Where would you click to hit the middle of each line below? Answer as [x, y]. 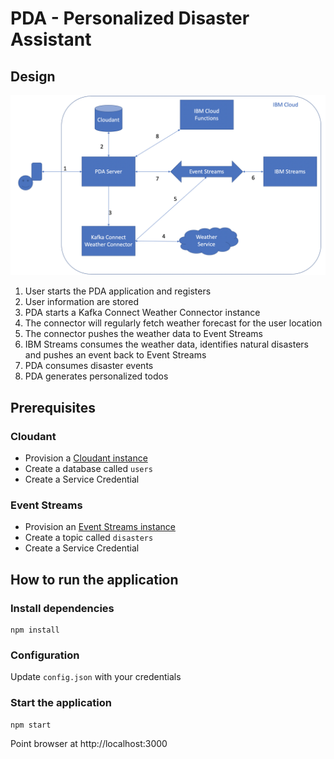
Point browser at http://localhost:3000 [89, 743]
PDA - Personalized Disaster [130, 18]
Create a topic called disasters [89, 538]
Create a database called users [88, 469]
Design [33, 76]
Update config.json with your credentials [96, 677]
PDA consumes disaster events [89, 366]
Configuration [45, 655]
